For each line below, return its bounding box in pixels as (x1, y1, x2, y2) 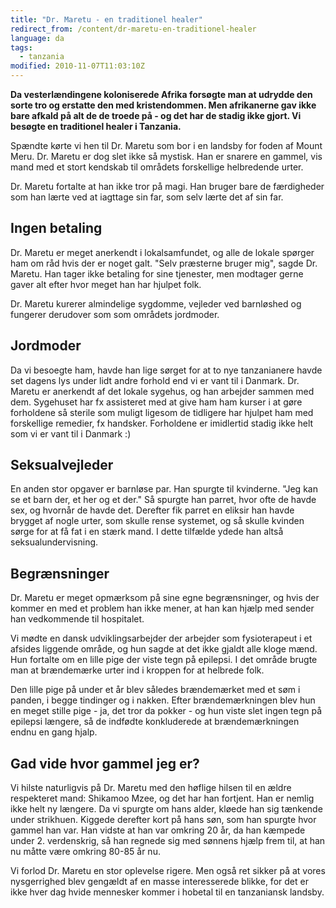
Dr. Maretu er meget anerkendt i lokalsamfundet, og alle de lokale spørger (10, 246, 315, 258)
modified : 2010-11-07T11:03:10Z (10, 61, 145, 71)
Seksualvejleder (10, 457, 114, 474)
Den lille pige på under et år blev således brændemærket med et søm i (10, 684, 301, 696)
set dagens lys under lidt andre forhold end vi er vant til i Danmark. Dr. (10, 374, 300, 386)
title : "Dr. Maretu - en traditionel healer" (10, 14, 203, 25)
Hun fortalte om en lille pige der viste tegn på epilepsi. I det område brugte (10, 654, 318, 666)
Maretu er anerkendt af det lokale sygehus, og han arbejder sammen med (10, 385, 315, 397)
